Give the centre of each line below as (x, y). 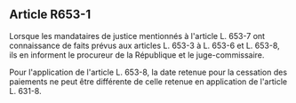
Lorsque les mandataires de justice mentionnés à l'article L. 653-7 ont (137, 36)
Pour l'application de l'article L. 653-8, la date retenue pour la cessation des (148, 72)
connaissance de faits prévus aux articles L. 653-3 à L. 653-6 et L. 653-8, (144, 45)
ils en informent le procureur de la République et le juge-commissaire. (137, 55)
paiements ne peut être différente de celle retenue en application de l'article (148, 81)
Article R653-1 (50, 15)
